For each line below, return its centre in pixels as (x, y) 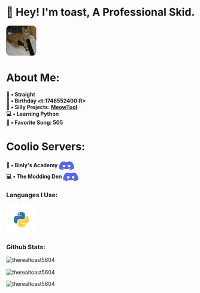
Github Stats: (26, 247)
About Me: (33, 78)
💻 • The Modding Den (34, 176)
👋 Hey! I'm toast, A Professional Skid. (101, 12)
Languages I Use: (32, 195)
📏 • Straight (21, 94)
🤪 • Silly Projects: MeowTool (42, 107)
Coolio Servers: (46, 147)
